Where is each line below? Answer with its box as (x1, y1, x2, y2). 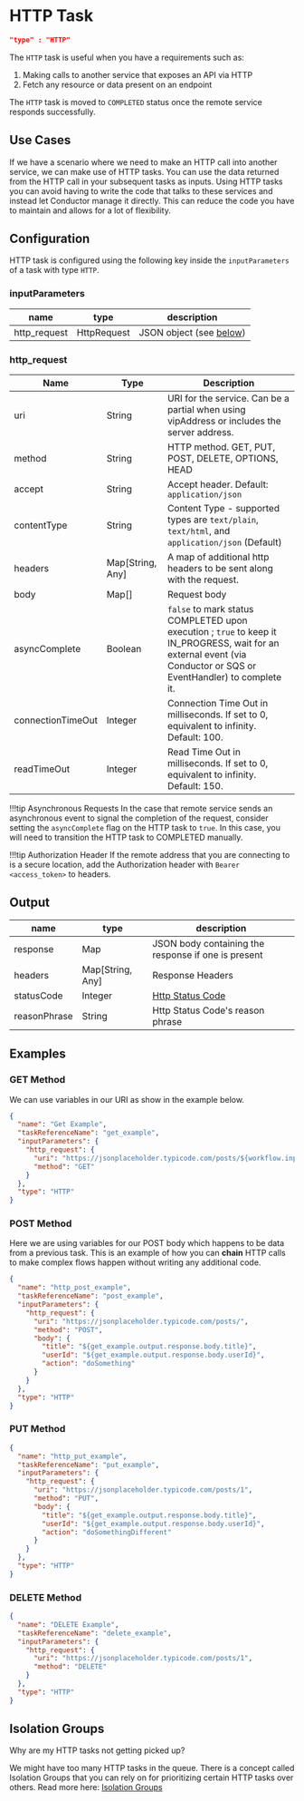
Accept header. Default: (166, 478, 269, 491)
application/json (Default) (166, 536, 282, 549)
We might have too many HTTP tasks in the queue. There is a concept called (9, 1763, 295, 1774)
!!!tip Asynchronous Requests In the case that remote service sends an (9, 803, 273, 814)
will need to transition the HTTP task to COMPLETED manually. (9, 832, 243, 843)
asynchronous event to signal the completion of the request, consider (9, 813, 269, 823)
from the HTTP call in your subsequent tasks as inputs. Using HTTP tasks (9, 176, 283, 187)
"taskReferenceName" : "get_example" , (17, 1128, 160, 1138)
